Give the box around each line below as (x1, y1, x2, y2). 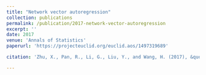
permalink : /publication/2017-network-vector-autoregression (6, 20, 166, 26)
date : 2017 (6, 32, 34, 38)
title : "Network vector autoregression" (6, 9, 112, 15)
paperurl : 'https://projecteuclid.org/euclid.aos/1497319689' (6, 43, 169, 49)
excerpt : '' (6, 26, 37, 32)
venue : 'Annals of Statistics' (6, 37, 86, 43)
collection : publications (6, 15, 72, 21)
